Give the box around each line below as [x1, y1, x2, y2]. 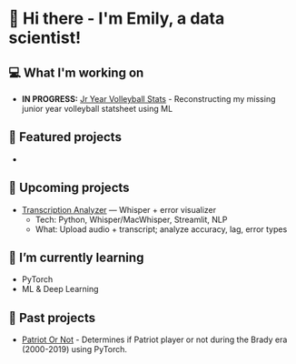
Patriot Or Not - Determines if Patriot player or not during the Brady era [21, 334, 288, 345]
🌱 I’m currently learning [8, 250, 144, 266]
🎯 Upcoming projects [8, 180, 130, 196]
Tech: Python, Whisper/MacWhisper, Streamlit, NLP [35, 214, 228, 225]
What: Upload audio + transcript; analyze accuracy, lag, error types [35, 223, 288, 235]
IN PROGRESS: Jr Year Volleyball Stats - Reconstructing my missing [21, 94, 276, 104]
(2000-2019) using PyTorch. [21, 344, 128, 355]
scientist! [8, 27, 82, 48]
